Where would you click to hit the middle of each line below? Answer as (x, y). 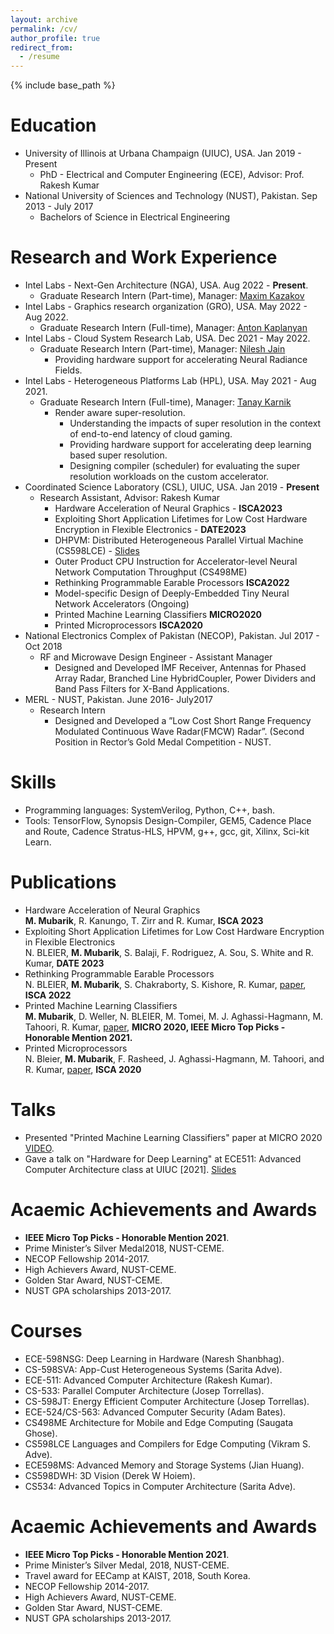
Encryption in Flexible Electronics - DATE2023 (150, 529)
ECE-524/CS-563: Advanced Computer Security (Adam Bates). (155, 1412)
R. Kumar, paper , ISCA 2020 (83, 1069)
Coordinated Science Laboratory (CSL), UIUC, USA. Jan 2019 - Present (172, 487)
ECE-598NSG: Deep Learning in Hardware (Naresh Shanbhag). (154, 1358)
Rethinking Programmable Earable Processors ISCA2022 (172, 582)
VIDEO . (39, 1148)
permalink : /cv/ (44, 29)
